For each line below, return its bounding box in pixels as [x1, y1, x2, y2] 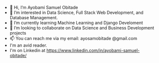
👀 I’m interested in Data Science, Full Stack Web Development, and [9, 10, 143, 15]
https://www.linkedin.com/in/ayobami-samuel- [46, 48, 140, 53]
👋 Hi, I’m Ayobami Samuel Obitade [9, 5, 78, 10]
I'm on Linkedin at [9, 48, 46, 53]
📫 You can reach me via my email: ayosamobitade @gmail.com [9, 36, 138, 41]
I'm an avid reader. [9, 42, 47, 48]
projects [9, 30, 27, 36]
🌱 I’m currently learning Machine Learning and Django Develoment [9, 20, 143, 25]
